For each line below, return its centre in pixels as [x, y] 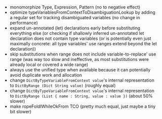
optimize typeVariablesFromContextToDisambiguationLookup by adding [82, 12]
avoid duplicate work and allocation [46, 75]
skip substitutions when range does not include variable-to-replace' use [83, 54]
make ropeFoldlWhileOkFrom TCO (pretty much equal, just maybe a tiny [83, 106]
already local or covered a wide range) [49, 64]
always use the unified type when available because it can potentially [80, 70]
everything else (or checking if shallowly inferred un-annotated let [77, 33]
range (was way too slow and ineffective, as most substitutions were [79, 59]
